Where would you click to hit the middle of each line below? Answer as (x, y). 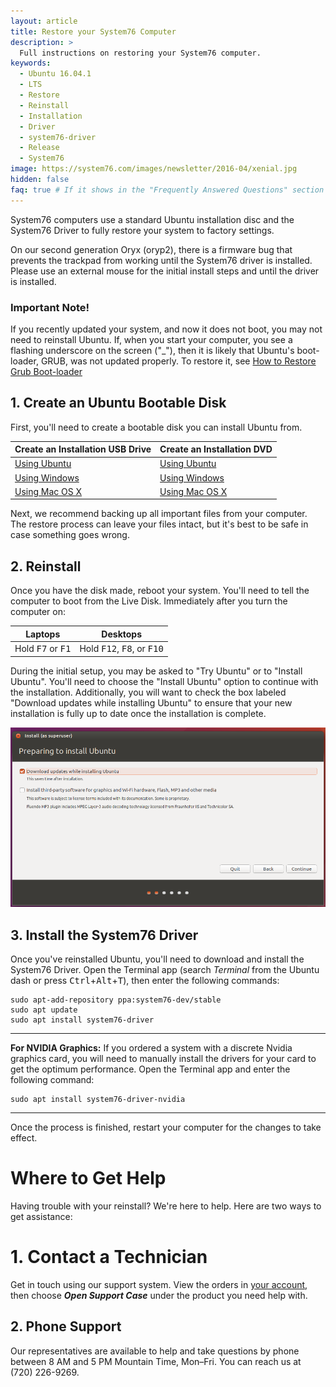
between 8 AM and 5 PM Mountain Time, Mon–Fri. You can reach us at (156, 1361)
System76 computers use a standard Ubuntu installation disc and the (152, 219)
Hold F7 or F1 (43, 649)
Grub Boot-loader (46, 371)
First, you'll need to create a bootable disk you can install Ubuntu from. (156, 427)
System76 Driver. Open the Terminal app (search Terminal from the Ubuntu (165, 970)
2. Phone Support (66, 1326)
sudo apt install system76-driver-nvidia (98, 1100)
